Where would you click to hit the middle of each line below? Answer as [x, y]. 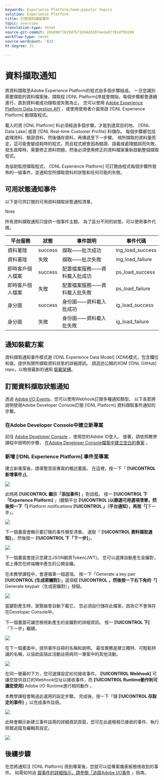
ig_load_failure [132, 322]
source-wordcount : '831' [30, 42]
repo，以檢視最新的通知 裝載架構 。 [40, 369]
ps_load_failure [133, 289]
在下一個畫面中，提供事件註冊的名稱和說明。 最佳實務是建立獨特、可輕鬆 [78, 648]
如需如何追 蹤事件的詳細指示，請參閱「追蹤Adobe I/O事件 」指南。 [82, 773]
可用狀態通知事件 [31, 189]
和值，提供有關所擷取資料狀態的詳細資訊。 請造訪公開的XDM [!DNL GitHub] [81, 363]
